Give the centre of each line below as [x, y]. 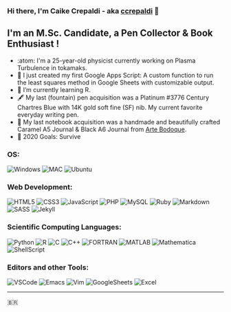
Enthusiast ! [33, 44]
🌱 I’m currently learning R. [54, 89]
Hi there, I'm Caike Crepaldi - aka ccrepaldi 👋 [83, 11]
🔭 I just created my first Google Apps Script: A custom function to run [115, 75]
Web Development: [40, 187]
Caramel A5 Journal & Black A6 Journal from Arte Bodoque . [102, 129]
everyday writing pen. [48, 114]
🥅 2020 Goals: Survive [49, 136]
